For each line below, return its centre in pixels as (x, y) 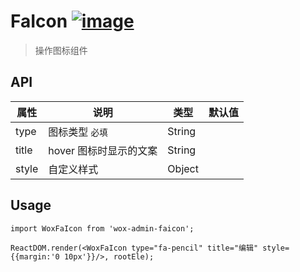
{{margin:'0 (35, 256)
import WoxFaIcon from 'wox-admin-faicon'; (102, 228)
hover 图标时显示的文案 (103, 150)
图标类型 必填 (78, 132)
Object (183, 168)
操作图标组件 (61, 50)
